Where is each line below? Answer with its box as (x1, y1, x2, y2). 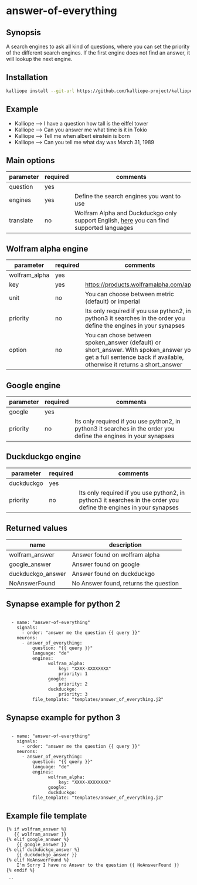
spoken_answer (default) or (84, 338, 161, 347)
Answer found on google (72, 560, 140, 568)
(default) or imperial (84, 297, 140, 306)
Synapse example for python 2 (6, 599, 121, 609)
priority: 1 (58, 671, 88, 677)
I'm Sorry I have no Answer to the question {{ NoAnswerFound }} (16, 862, 180, 868)
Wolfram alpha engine (6, 243, 89, 253)
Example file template (6, 811, 87, 820)
